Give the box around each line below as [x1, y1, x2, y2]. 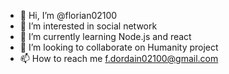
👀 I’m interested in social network [19, 20, 158, 32]
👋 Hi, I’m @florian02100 [19, 10, 118, 21]
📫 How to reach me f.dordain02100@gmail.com [19, 53, 219, 64]
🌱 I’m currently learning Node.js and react [19, 31, 192, 42]
